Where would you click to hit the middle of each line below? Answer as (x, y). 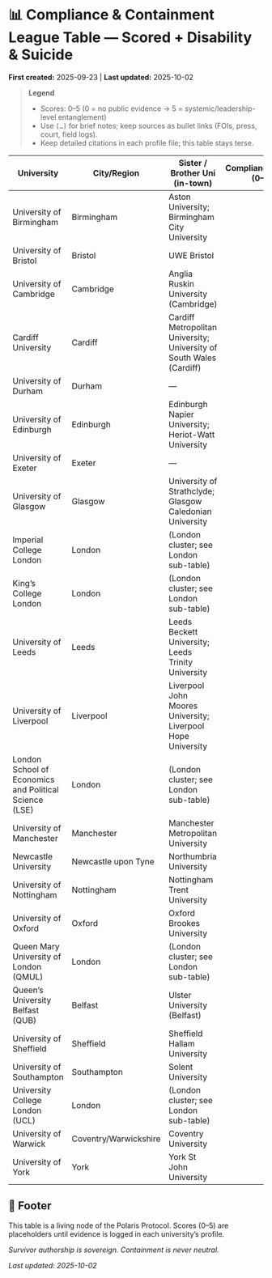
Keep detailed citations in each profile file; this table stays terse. (147, 142)
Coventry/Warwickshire (116, 1139)
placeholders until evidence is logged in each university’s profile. (117, 1233)
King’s (24, 583)
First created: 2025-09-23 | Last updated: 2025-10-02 (101, 77)
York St (183, 1157)
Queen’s (28, 990)
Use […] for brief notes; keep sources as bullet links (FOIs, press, (149, 125)
